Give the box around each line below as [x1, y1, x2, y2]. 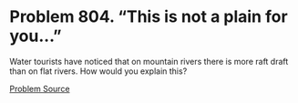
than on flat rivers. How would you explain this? [9, 66, 188, 77]
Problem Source [9, 83, 70, 94]
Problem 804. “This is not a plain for [9, 6, 289, 27]
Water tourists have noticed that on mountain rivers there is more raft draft [9, 56, 289, 67]
